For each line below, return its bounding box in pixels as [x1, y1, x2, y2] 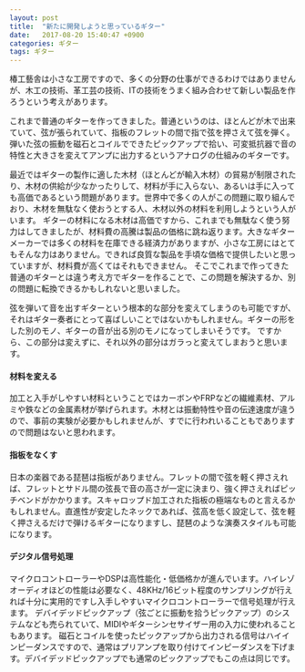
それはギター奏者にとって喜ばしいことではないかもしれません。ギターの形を [9, 314, 296, 325]
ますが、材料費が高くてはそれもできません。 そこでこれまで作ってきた [25, 261, 290, 272]
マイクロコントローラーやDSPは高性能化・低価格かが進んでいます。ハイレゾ [9, 573, 296, 584]
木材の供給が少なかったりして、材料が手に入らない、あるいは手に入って [25, 181, 296, 191]
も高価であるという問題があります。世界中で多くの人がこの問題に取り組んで [9, 192, 296, 203]
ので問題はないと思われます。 [9, 427, 120, 438]
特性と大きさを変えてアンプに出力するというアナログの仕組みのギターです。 [9, 150, 294, 160]
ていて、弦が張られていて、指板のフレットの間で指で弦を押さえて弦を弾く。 [9, 127, 295, 138]
